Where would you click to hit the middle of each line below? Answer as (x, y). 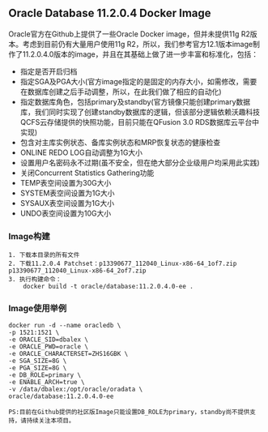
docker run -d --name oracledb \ (65, 326)
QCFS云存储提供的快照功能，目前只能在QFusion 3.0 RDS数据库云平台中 (140, 122)
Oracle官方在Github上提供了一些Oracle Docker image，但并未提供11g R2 (130, 34)
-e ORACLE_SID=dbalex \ (49, 340)
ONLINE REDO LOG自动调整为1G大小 (81, 152)
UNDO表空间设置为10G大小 (66, 213)
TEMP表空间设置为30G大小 (66, 182)
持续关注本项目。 (51, 421)
